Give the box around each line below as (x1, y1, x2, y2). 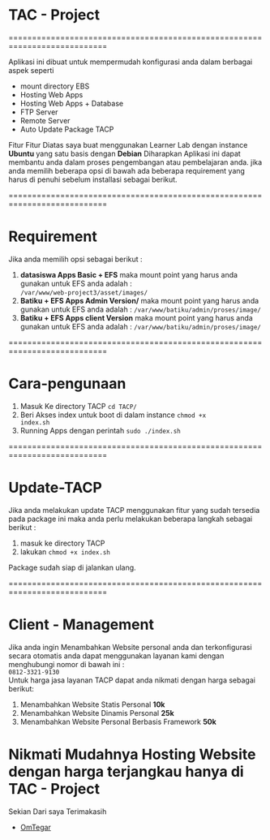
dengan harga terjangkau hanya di (8, 762, 245, 781)
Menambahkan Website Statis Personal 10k (19, 700, 165, 709)
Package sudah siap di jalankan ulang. (8, 562, 136, 572)
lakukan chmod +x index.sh (19, 546, 111, 557)
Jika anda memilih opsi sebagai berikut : (8, 254, 144, 264)
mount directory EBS (19, 81, 90, 91)
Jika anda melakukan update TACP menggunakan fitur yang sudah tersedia (8, 505, 260, 515)
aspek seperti (8, 65, 54, 75)
